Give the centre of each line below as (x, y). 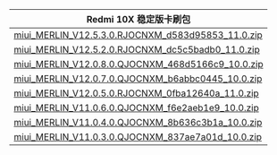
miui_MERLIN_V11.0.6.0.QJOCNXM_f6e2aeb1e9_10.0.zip (136, 108)
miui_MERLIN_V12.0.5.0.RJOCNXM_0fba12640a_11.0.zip (136, 93)
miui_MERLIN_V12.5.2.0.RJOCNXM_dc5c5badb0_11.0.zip (137, 50)
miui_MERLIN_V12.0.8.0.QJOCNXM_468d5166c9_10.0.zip (138, 64)
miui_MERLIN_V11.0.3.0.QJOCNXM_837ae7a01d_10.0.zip (138, 137)
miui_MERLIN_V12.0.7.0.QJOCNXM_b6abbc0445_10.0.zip (138, 78)
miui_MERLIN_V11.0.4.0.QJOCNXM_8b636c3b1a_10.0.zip (138, 122)
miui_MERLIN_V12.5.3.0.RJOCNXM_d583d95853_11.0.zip (138, 35)
